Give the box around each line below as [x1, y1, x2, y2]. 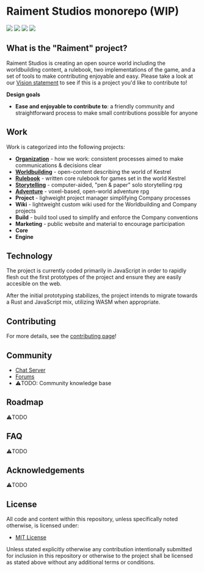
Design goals [6, 91, 41, 98]
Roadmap [6, 397, 44, 408]
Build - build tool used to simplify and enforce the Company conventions [15, 213, 199, 221]
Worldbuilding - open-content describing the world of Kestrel [15, 168, 171, 175]
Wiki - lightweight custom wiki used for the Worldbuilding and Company [15, 200, 197, 208]
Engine [15, 233, 34, 240]
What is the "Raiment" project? [6, 43, 128, 53]
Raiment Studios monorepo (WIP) [6, 4, 179, 18]
